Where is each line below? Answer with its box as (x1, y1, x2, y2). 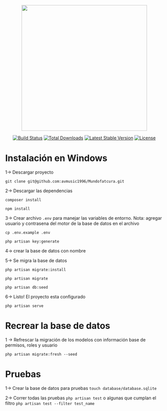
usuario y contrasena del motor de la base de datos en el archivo (5, 220, 139, 226)
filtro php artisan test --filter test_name (5, 400, 95, 406)
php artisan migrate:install (5, 267, 66, 272)
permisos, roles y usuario (5, 342, 58, 348)
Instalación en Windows (5, 152, 108, 164)
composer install (5, 197, 42, 202)
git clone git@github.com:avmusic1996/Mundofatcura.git (5, 179, 124, 184)
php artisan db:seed (5, 285, 49, 290)
